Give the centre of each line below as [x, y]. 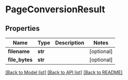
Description [70, 43]
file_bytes [20, 60]
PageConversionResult [55, 9]
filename [19, 51]
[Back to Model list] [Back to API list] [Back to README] [64, 72]
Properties [23, 28]
